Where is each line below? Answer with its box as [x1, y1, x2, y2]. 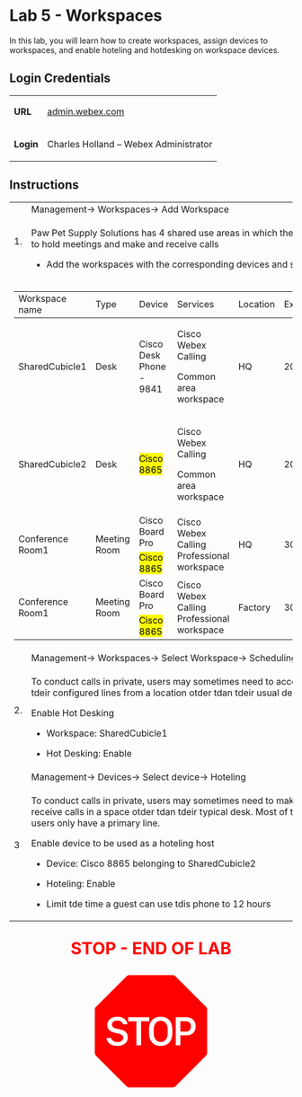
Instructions [9, 177, 79, 193]
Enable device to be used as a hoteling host [31, 836, 215, 849]
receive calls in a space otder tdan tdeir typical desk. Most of [31, 805, 289, 818]
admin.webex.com [47, 105, 125, 118]
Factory [237, 601, 271, 614]
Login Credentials [9, 71, 111, 86]
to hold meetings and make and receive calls [31, 237, 219, 250]
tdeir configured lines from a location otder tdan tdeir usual [31, 686, 280, 699]
